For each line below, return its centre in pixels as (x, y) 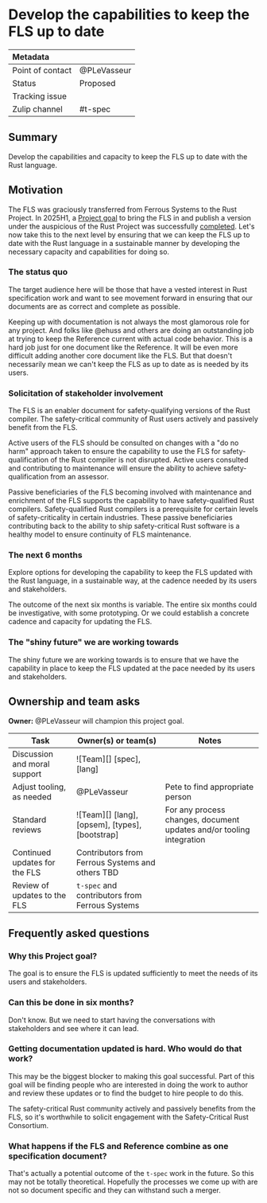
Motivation (36, 190)
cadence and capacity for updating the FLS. (80, 622)
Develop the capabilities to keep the (129, 15)
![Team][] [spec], (108, 759)
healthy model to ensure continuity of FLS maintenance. (100, 534)
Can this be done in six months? (71, 1002)
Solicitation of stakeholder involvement (86, 393)
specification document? (58, 1156)
